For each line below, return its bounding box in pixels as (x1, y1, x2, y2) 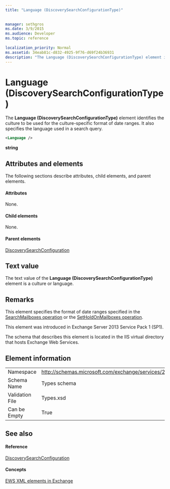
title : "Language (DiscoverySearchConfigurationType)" (5, 7, 123, 13)
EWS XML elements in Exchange (5, 478, 73, 484)
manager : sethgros (5, 21, 44, 27)
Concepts (5, 467, 26, 473)
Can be (8, 406, 25, 413)
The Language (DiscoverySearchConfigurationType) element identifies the (5, 115, 164, 121)
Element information (5, 354, 71, 363)
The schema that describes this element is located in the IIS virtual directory (5, 334, 164, 340)
